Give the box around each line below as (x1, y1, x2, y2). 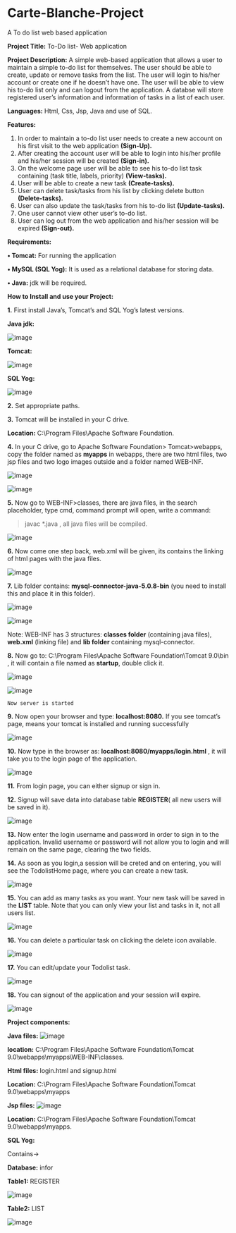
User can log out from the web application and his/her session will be (17, 216, 219, 225)
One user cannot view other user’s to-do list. (17, 209, 147, 217)
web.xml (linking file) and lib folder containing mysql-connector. (7, 637, 195, 646)
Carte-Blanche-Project (7, 5, 144, 21)
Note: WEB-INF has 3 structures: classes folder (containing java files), (7, 630, 212, 639)
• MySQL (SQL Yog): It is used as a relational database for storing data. (7, 264, 214, 273)
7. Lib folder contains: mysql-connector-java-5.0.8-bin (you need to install (7, 582, 227, 590)
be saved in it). (7, 802, 51, 811)
